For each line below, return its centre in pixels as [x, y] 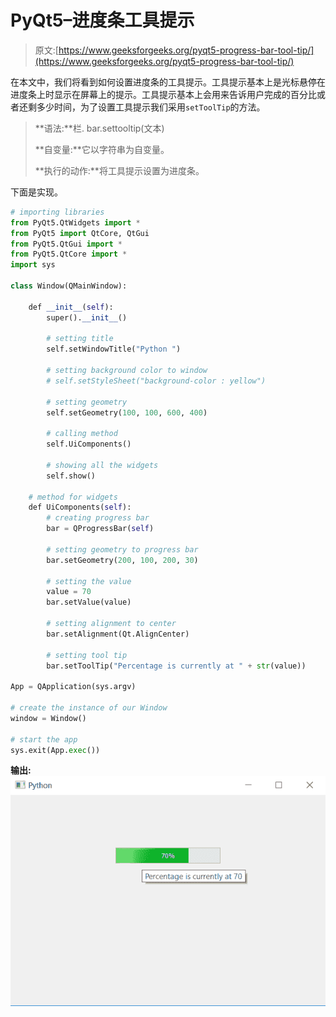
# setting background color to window [127, 371]
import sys [33, 265]
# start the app [44, 739]
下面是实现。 [36, 192]
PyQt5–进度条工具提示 [102, 20]
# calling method [82, 434]
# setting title [80, 339]
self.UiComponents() [89, 444]
